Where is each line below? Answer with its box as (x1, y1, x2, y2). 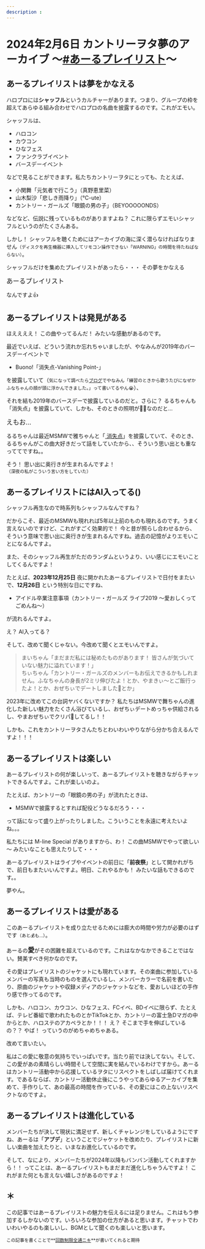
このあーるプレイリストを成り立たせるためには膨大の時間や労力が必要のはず (6, 924, 199, 931)
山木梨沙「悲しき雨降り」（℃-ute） (15, 194, 105, 201)
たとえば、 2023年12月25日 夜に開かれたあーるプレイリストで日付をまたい (6, 574, 195, 581)
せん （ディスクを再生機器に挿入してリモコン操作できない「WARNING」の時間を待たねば (6, 243, 195, 250)
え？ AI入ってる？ (6, 628, 51, 636)
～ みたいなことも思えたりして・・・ (6, 845, 99, 853)
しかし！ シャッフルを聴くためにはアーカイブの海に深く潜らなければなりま (6, 235, 196, 242)
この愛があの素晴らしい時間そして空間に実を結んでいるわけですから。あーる (6, 1060, 199, 1067)
